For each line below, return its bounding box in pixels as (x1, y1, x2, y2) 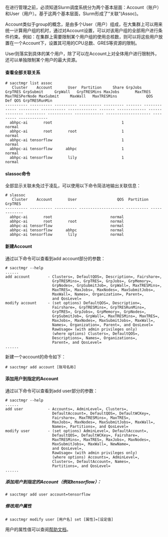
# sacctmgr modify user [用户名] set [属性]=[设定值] (5, 517, 113, 522)
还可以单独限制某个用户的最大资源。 (5, 57, 80, 63)
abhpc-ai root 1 (9, 120, 124, 125)
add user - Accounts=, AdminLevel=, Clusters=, (5, 406, 128, 411)
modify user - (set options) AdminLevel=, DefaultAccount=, (5, 428, 149, 433)
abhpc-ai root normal (9, 215, 124, 220)
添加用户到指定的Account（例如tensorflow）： (5, 479, 101, 485)
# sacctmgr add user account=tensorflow (5, 492, 91, 497)
